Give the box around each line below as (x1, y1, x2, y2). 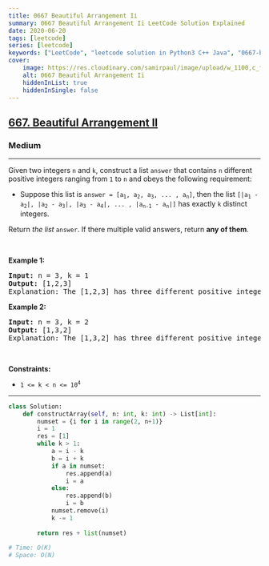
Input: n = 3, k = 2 (8, 317, 90, 327)
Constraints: (8, 363, 51, 373)
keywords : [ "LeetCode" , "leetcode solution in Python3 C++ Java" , (8, 49, 235, 57)
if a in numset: (50, 462, 106, 470)
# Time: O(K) (8, 544, 52, 552)
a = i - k (50, 448, 84, 456)
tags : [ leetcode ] (8, 34, 66, 42)
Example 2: (8, 302, 46, 311)
